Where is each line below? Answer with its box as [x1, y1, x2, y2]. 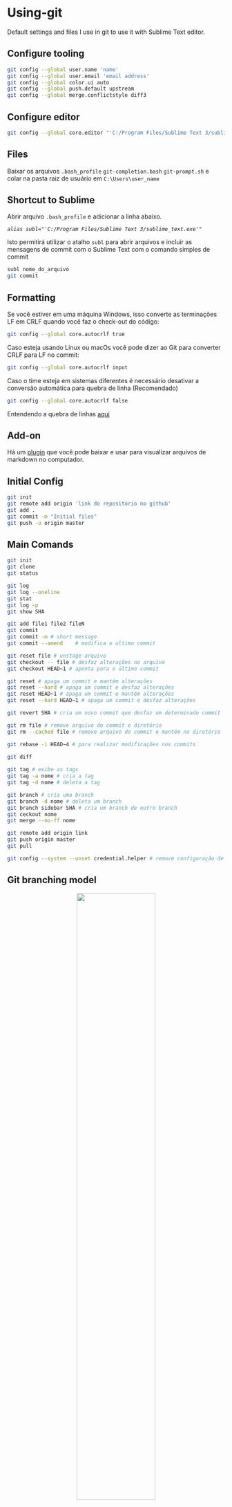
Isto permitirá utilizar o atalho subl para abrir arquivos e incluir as [7, 238, 192, 246]
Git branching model [7, 874, 97, 886]
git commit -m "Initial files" [7, 513, 97, 520]
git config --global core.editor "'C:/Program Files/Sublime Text [7, 129, 202, 136]
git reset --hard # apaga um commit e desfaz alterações [7, 684, 175, 691]
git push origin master [7, 836, 76, 843]
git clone [7, 564, 36, 571]
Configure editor [7, 111, 80, 122]
